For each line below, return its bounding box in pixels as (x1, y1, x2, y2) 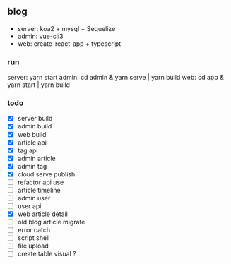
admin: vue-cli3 (17, 32, 64, 40)
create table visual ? (17, 250, 76, 258)
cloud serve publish (17, 169, 76, 179)
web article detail (17, 210, 69, 218)
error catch (17, 226, 51, 234)
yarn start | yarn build (7, 80, 71, 89)
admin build (17, 122, 52, 131)
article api (17, 138, 47, 147)
